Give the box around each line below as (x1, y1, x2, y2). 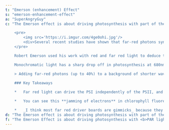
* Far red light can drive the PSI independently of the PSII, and (14, 89, 163, 95)
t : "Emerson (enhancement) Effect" (5, 7, 80, 12)
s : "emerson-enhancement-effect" (5, 12, 75, 17)
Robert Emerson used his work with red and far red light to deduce (14, 53, 161, 58)
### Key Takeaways (14, 80, 53, 85)
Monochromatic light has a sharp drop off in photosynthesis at (14, 62, 152, 67)
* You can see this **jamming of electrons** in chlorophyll (14, 98, 150, 104)
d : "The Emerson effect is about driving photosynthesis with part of (5, 112, 156, 117)
